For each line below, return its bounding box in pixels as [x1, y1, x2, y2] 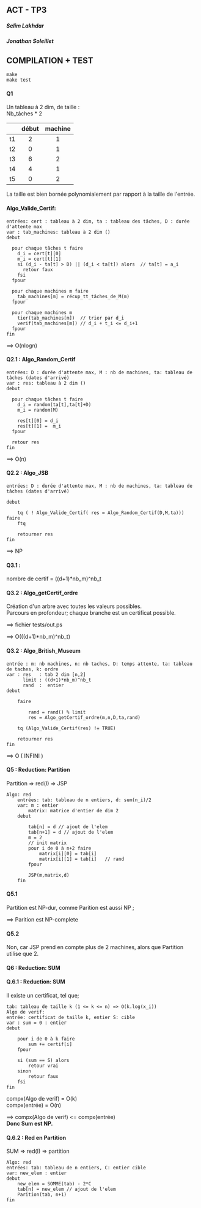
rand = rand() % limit [28, 709, 86, 715]
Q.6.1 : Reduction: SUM [6, 978, 65, 985]
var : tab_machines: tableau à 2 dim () [6, 229, 111, 235]
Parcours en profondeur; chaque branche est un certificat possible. [6, 609, 176, 617]
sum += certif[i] [28, 1041, 72, 1047]
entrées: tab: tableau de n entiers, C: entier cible [6, 1165, 147, 1171]
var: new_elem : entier [6, 1170, 67, 1177]
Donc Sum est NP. [6, 1120, 53, 1127]
